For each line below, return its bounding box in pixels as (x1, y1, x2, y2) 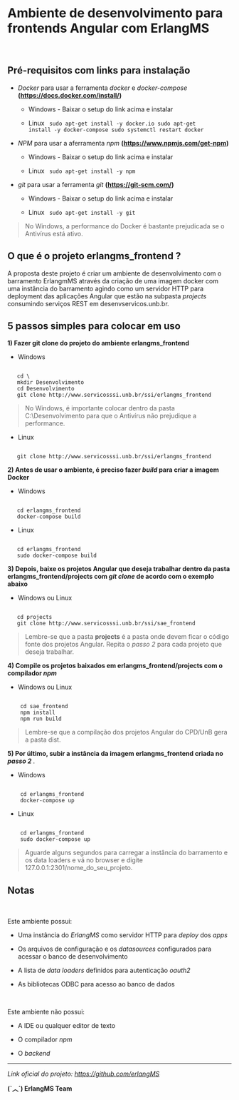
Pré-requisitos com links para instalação (7, 64, 191, 76)
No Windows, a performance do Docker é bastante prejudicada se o (24, 221, 225, 230)
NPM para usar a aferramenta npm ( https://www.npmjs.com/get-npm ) (17, 138, 229, 147)
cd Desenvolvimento (16, 385, 75, 393)
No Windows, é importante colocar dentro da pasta (24, 404, 176, 413)
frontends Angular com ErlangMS (7, 20, 210, 36)
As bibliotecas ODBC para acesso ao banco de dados (17, 980, 176, 989)
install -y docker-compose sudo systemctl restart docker (28, 126, 204, 133)
